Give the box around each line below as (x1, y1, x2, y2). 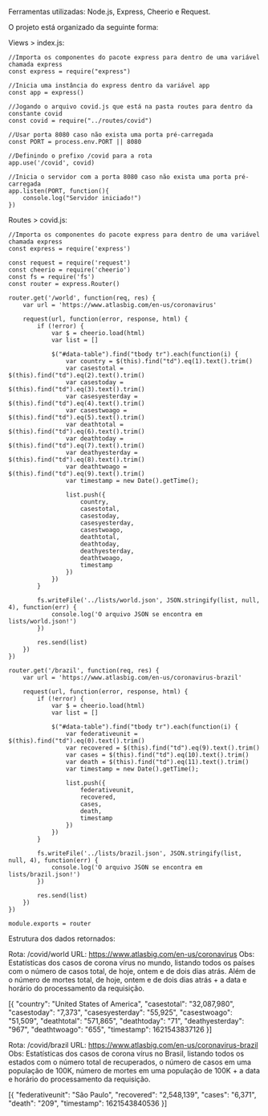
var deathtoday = (65, 435, 124, 443)
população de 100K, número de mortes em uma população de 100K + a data (8, 1066, 261, 1075)
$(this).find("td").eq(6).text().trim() (8, 427, 146, 435)
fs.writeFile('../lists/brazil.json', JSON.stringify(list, (37, 849, 242, 857)
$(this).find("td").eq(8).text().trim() (8, 456, 146, 464)
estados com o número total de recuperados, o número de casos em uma (8, 1057, 251, 1067)
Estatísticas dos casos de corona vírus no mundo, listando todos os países (8, 958, 255, 967)
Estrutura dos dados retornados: (8, 934, 116, 943)
